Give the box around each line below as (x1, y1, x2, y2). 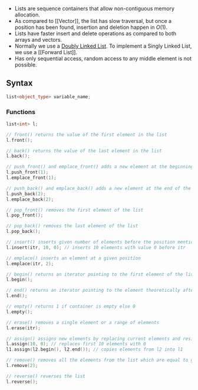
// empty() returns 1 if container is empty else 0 (6, 304, 136, 309)
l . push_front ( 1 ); (6, 169, 49, 175)
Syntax (6, 78, 33, 88)
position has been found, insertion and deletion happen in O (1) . (14, 24, 168, 31)
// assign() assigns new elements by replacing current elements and (6, 335, 181, 342)
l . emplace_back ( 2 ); (6, 196, 54, 202)
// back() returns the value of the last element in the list (6, 148, 162, 154)
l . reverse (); (6, 379, 38, 385)
